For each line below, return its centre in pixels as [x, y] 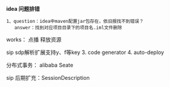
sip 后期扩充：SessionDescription [48, 78]
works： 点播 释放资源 [34, 40]
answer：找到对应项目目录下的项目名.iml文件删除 [68, 28]
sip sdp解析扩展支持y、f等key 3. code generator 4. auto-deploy [85, 52]
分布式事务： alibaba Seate [40, 65]
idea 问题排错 [23, 9]
